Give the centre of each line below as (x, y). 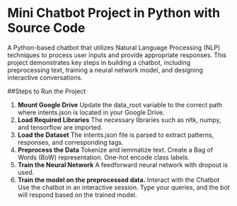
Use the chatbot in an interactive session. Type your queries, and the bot (123, 187)
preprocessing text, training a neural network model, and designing (105, 70)
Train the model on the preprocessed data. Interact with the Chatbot (118, 180)
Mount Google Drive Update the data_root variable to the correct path (120, 104)
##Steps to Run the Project (47, 91)
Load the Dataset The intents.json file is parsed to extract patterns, (116, 135)
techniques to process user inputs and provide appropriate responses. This (117, 55)
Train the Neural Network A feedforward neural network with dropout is (123, 164)
